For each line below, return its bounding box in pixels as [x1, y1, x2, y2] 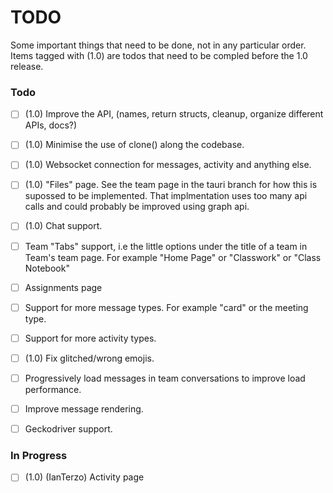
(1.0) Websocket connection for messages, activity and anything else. [24, 159, 312, 171]
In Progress [10, 448, 68, 462]
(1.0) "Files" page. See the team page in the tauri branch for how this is [24, 179, 318, 191]
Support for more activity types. [24, 332, 157, 344]
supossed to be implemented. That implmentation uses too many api [24, 190, 308, 202]
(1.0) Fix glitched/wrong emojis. [24, 352, 155, 364]
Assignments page [24, 281, 103, 293]
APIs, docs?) [24, 119, 78, 131]
